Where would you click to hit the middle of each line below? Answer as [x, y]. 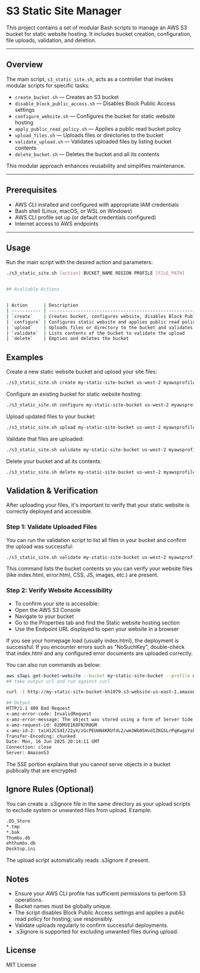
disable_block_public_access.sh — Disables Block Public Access [95, 103]
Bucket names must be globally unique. [63, 906]
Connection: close [29, 747]
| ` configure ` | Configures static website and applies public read [93, 322]
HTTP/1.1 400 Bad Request [38, 709]
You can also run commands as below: [54, 665]
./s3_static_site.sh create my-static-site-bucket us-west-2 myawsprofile [101, 383]
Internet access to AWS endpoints [57, 224]
